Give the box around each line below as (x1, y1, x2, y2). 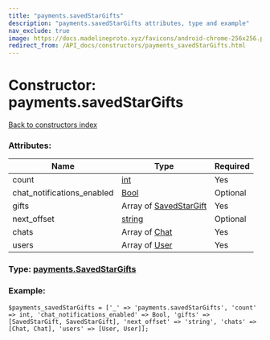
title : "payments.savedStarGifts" (8, 11, 125, 20)
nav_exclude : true (8, 27, 70, 35)
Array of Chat (121, 227, 173, 238)
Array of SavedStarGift (121, 200, 207, 211)
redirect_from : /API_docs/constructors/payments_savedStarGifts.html (8, 42, 247, 50)
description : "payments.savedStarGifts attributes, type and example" (8, 19, 250, 27)
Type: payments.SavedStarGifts (8, 264, 137, 275)
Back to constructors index (8, 120, 98, 129)
